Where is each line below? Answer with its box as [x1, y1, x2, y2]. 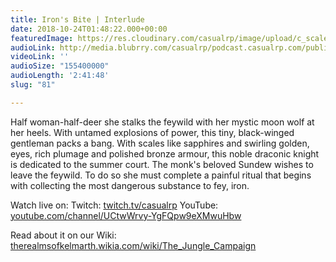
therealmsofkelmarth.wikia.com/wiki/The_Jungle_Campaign [10, 239, 257, 251]
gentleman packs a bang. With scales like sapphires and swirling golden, [10, 137, 310, 149]
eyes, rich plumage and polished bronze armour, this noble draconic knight [10, 147, 320, 160]
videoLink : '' [10, 52, 70, 62]
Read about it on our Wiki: [10, 229, 117, 241]
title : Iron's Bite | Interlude [10, 14, 145, 25]
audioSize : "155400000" [10, 61, 110, 71]
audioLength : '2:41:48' [10, 71, 110, 81]
